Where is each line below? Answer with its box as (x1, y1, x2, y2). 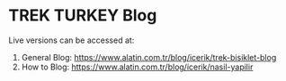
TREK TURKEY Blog (8, 5, 157, 26)
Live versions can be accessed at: (8, 35, 135, 45)
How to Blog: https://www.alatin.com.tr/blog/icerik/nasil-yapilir (21, 61, 254, 72)
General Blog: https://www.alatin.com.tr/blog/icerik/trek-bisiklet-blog (21, 52, 277, 62)
